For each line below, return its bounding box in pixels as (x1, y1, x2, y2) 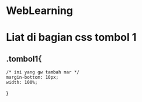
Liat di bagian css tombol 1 (6, 31, 137, 44)
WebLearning (6, 4, 73, 17)
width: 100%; (6, 80, 38, 86)
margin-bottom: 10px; (6, 75, 59, 80)
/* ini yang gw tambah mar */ (6, 69, 80, 75)
